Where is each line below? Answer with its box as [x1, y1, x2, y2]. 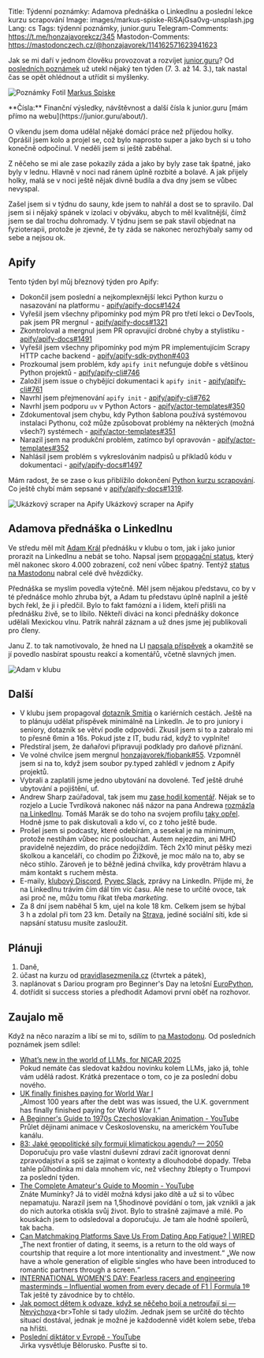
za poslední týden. [19, 1173, 80, 1183]
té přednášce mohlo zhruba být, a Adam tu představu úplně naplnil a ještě [8, 592, 248, 602]
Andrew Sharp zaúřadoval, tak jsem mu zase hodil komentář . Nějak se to [19, 792, 255, 802]
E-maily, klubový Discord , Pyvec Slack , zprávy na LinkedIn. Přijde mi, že [19, 877, 254, 886]
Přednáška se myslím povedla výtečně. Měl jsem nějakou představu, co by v [8, 583, 256, 593]
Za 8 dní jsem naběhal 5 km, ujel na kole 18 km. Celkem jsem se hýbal [19, 901, 246, 911]
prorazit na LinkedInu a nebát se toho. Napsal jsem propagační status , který [8, 551, 255, 560]
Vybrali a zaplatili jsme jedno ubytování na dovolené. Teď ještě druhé [19, 775, 244, 785]
